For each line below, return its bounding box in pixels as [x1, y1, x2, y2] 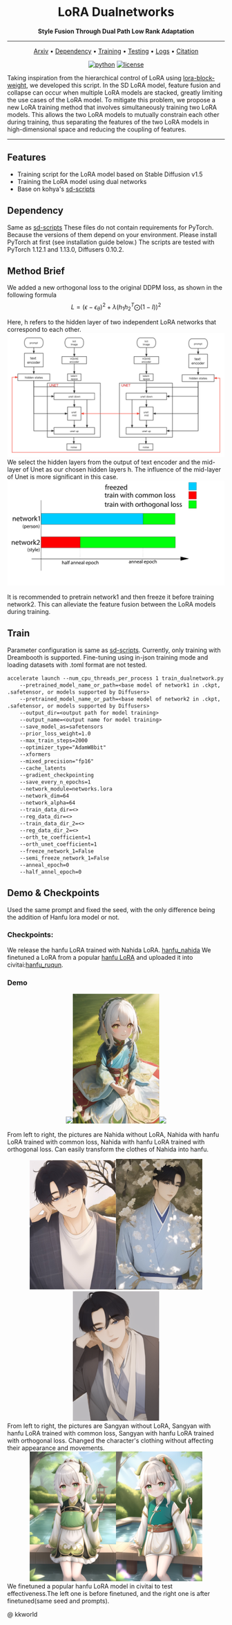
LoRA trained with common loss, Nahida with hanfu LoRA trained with [7, 1137, 205, 1146]
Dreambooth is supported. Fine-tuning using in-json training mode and [7, 653, 209, 661]
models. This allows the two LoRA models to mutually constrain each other [7, 110, 220, 118]
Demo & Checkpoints [7, 887, 100, 899]
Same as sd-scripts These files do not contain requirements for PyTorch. [7, 223, 214, 232]
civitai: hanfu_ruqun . [7, 960, 64, 969]
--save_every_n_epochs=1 [19, 779, 91, 786]
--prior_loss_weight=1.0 [19, 730, 91, 737]
